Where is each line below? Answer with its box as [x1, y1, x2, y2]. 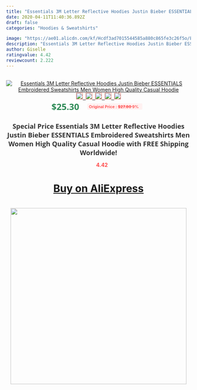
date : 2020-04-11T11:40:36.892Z [6, 14, 85, 20]
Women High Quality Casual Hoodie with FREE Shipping [8, 139, 189, 149]
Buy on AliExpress [53, 182, 144, 196]
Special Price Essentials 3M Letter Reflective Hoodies [12, 121, 185, 131]
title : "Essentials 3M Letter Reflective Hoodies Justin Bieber [6, 8, 167, 15]
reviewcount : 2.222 [6, 57, 54, 63]
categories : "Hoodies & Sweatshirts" [6, 25, 98, 31]
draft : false [6, 19, 38, 25]
